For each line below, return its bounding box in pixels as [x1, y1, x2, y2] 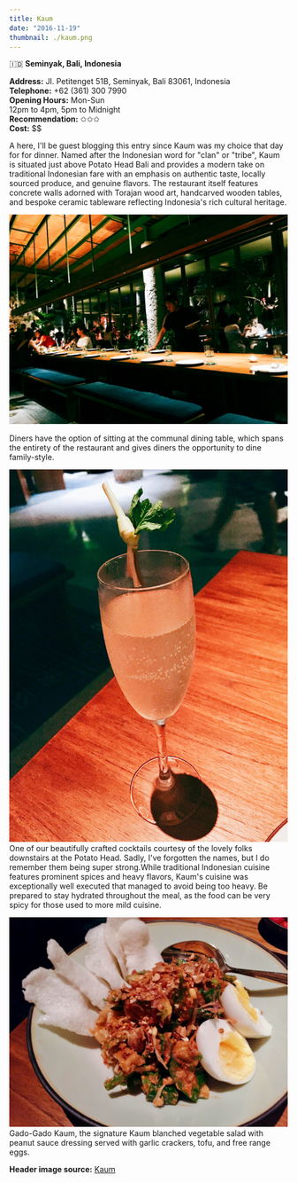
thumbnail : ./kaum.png [9, 33, 93, 42]
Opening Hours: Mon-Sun [9, 95, 105, 106]
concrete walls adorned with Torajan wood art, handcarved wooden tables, [9, 187, 283, 199]
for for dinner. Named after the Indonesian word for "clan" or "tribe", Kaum [9, 150, 280, 161]
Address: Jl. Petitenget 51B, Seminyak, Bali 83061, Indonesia [9, 76, 231, 87]
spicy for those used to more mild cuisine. [9, 900, 162, 911]
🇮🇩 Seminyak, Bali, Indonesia [9, 59, 122, 69]
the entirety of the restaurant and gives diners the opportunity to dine [9, 443, 263, 453]
